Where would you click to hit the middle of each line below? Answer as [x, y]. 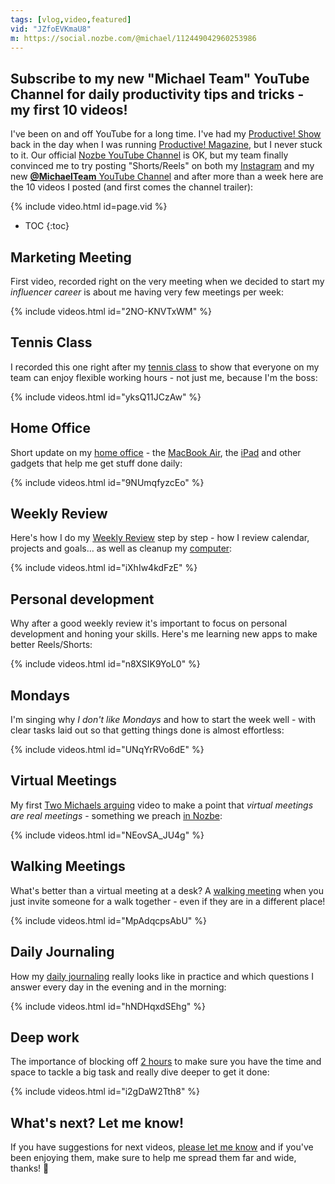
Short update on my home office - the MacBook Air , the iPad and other [156, 452]
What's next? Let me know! [97, 1122]
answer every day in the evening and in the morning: [118, 987]
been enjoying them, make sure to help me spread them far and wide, [153, 1158]
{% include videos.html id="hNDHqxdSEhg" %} [108, 1006]
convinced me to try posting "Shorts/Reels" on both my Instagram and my [162, 166]
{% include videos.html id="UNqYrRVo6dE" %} [107, 750]
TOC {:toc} [47, 226]
